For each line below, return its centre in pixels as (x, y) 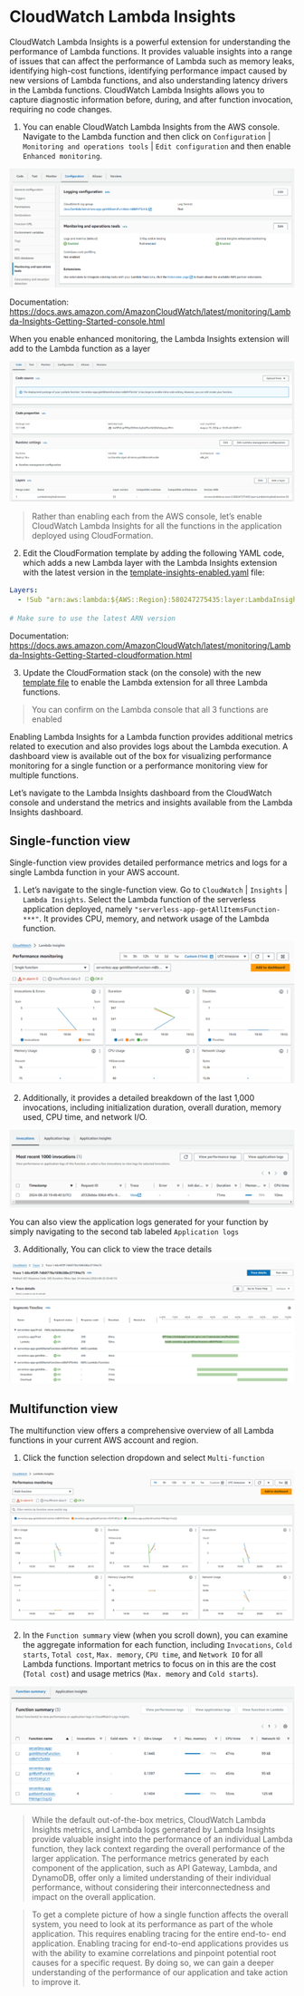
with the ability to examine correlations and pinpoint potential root (154, 1952)
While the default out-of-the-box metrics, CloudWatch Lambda (149, 1819)
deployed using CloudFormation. (92, 535)
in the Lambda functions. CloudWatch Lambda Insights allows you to (137, 90)
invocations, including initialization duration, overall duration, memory (152, 1107)
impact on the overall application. (94, 1896)
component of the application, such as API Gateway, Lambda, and (154, 1868)
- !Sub (30, 599)
